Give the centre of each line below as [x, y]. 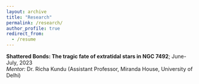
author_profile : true [33, 28]
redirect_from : [25, 34]
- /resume [24, 39]
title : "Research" [29, 17]
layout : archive [26, 12]
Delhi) [13, 75]
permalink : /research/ [34, 23]
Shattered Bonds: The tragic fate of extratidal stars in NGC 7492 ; [88, 56]
